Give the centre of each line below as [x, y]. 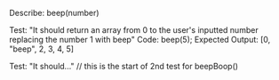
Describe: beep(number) [54, 13]
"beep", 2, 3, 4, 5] [41, 49]
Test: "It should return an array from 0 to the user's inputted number [134, 30]
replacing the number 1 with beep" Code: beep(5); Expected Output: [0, [140, 40]
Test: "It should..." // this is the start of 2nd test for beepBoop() [124, 66]
